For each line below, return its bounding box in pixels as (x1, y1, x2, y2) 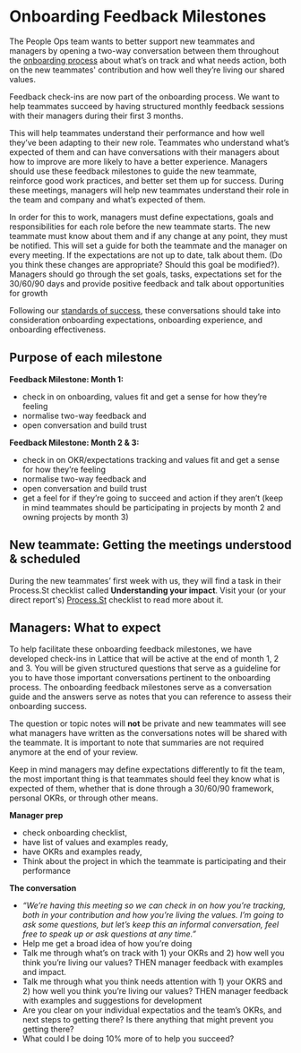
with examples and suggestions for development (21, 996, 202, 1006)
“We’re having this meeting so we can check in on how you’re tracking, (21, 900, 287, 911)
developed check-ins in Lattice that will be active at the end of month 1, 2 (9, 654, 279, 664)
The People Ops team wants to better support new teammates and (9, 36, 255, 47)
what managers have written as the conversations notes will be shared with (9, 728, 288, 739)
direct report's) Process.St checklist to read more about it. (9, 594, 224, 605)
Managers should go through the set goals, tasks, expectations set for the (9, 269, 282, 279)
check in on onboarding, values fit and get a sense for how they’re (21, 391, 267, 402)
